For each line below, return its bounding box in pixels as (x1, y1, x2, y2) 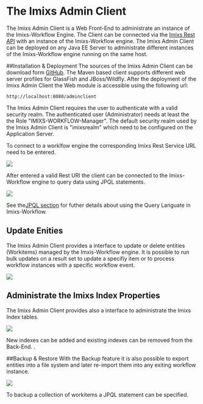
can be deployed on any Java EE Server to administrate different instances (6, 44, 194, 51)
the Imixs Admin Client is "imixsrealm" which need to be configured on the (6, 123, 193, 131)
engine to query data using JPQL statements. (31, 178, 145, 186)
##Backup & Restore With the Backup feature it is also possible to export (6, 355, 189, 362)
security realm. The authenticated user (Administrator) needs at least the (6, 110, 190, 118)
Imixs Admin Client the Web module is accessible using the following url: (6, 81, 188, 89)
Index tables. (6, 313, 39, 320)
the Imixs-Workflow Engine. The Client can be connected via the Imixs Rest (6, 31, 195, 38)
